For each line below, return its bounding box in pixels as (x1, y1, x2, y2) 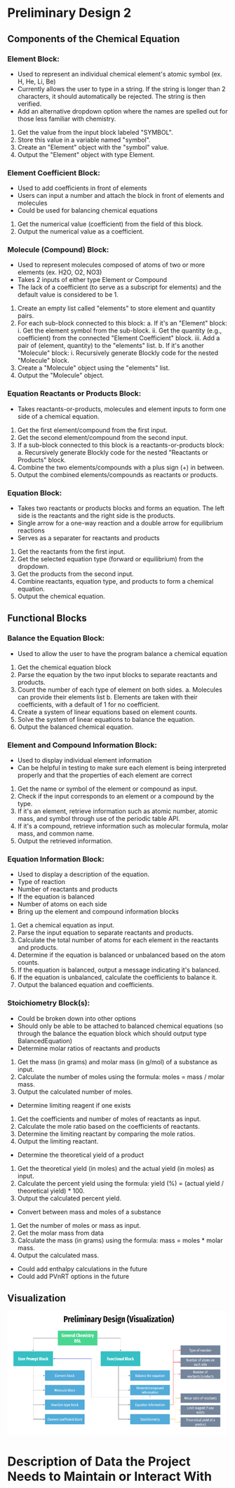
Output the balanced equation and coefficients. (17, 981, 154, 989)
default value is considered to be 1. (17, 290, 119, 299)
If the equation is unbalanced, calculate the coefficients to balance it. (17, 973, 217, 981)
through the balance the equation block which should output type (17, 1029, 207, 1038)
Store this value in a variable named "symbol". (17, 135, 151, 144)
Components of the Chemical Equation (7, 33, 180, 45)
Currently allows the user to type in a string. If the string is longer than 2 (17, 84, 226, 93)
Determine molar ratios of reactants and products (17, 1044, 161, 1052)
